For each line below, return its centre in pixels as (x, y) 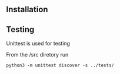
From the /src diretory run (37, 55)
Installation (27, 10)
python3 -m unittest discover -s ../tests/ (60, 66)
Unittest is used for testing (38, 44)
